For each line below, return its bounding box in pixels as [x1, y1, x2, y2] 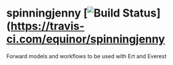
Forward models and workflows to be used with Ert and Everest [6, 52, 167, 59]
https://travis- [10, 19, 85, 33]
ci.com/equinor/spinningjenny [6, 32, 166, 46]
